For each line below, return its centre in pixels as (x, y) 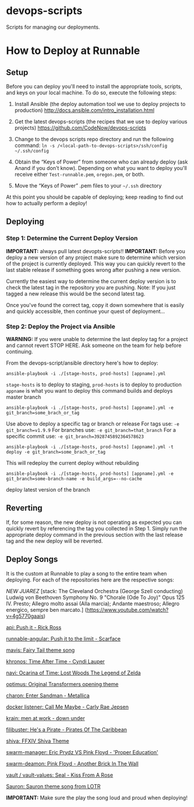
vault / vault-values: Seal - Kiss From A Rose (60, 775)
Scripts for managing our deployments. (53, 27)
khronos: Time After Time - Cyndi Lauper (56, 661)
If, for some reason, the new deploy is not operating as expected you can (94, 522)
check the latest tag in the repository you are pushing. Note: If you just (91, 287)
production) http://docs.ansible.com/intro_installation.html (84, 110)
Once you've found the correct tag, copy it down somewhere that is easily (95, 305)
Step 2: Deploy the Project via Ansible (61, 326)
